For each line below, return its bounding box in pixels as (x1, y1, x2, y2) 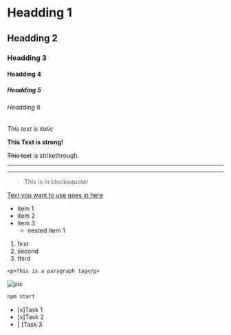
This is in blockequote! (23, 177, 88, 185)
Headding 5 (7, 85, 41, 94)
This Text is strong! (7, 138, 64, 146)
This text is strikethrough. (7, 151, 80, 159)
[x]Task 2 (16, 312, 45, 321)
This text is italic (7, 124, 54, 132)
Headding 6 (7, 103, 41, 112)
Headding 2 (7, 32, 58, 44)
